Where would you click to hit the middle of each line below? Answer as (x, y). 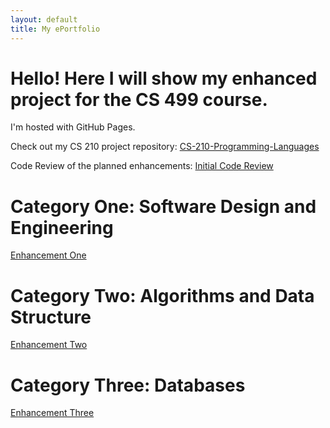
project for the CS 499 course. (139, 99)
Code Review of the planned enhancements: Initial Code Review (142, 166)
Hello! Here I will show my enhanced (164, 78)
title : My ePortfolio (55, 29)
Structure (51, 317)
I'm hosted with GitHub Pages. (73, 127)
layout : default (44, 19)
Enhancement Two (49, 345)
